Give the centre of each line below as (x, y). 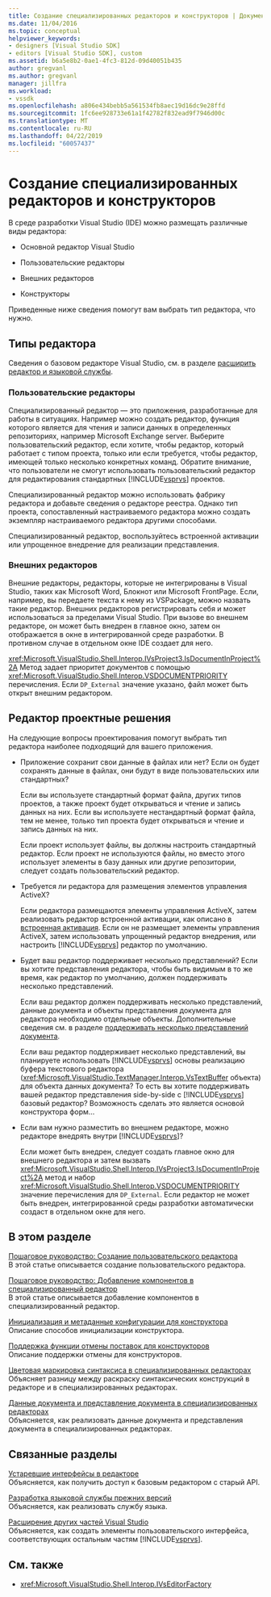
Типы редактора (52, 344)
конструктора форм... (57, 1112)
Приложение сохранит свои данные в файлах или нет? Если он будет (140, 762)
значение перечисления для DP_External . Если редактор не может (135, 1194)
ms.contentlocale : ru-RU (50, 128)
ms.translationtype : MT (48, 121)
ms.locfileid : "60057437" (52, 143)
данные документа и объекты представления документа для (125, 1010)
